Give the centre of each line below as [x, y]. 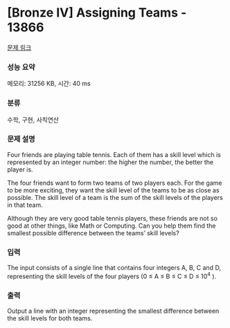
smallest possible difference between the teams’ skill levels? [93, 233]
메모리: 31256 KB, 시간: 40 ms [49, 84]
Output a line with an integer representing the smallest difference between [113, 311]
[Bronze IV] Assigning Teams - [97, 13]
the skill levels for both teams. [50, 318]
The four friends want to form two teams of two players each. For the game [115, 183]
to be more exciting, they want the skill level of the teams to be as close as [113, 190]
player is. [20, 169]
